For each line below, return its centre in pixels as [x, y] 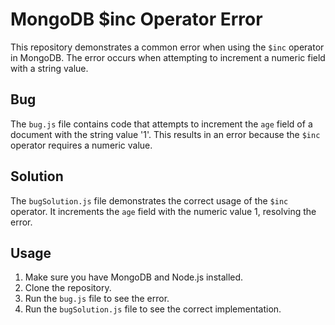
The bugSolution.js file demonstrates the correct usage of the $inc [149, 200]
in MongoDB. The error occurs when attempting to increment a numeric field [168, 57]
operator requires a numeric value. [81, 145]
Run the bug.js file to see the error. [97, 299]
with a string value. [49, 68]
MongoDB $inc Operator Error [136, 19]
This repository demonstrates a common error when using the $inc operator [167, 47]
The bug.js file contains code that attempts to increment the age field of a [161, 124]
